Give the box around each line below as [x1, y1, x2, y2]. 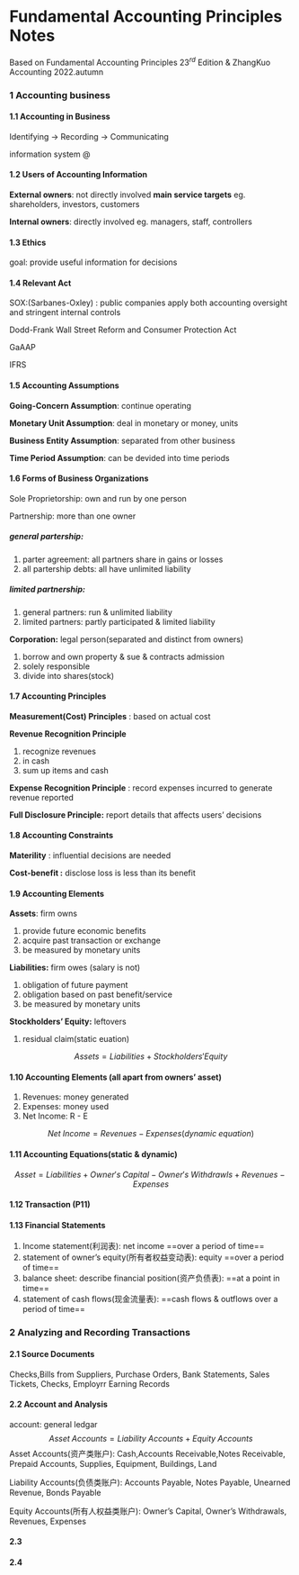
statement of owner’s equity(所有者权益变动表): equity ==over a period [22, 1252, 285, 1263]
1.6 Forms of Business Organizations [9, 473, 149, 484]
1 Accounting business [9, 88, 110, 101]
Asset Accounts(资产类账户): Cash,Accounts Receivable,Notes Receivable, [9, 1448, 286, 1459]
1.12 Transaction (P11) [9, 1199, 91, 1210]
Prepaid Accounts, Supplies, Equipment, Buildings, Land [9, 1458, 217, 1469]
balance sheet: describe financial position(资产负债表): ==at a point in [22, 1272, 280, 1284]
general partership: [9, 531, 84, 542]
